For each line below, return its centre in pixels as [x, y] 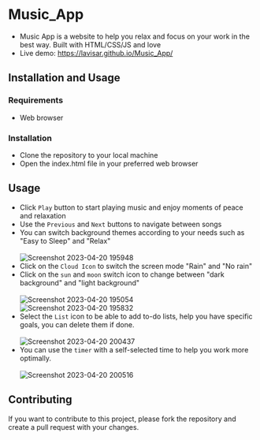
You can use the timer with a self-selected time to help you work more [134, 349]
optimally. [35, 358]
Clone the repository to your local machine [89, 155]
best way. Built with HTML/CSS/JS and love [90, 44]
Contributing [40, 400]
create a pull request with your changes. [74, 427]
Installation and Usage [64, 78]
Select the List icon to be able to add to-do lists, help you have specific [136, 316]
